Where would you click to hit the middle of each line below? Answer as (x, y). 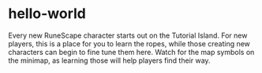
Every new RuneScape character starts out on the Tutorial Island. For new (128, 35)
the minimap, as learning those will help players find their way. (109, 60)
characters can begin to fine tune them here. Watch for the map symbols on (131, 52)
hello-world (47, 14)
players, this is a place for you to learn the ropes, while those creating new (129, 43)
